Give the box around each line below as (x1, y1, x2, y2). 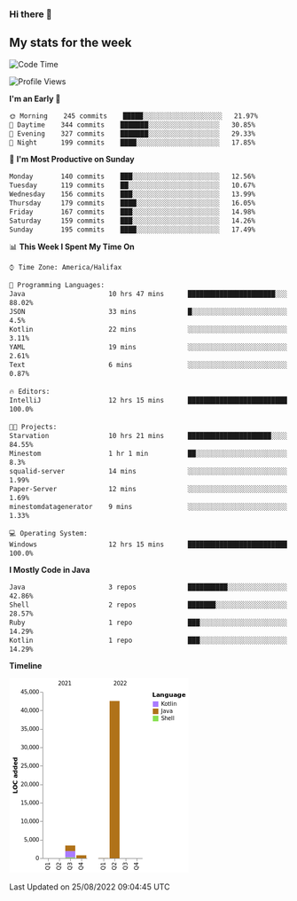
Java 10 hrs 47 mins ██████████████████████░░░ (9, 289, 288, 298)
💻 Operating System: (9, 529, 89, 537)
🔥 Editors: (9, 387, 51, 396)
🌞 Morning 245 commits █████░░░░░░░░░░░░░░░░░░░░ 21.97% (9, 111, 259, 121)
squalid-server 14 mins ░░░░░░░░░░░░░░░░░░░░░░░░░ (9, 466, 288, 475)
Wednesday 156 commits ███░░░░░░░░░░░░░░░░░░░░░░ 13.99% (9, 190, 255, 199)
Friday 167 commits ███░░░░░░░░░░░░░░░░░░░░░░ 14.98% (9, 208, 255, 216)
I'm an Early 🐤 (9, 93, 61, 104)
